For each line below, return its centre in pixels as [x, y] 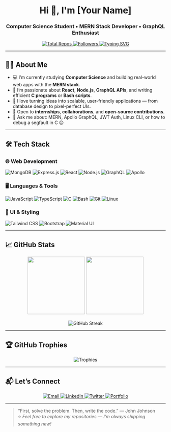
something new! [35, 424]
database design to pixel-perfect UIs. [52, 106]
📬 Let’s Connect [33, 381]
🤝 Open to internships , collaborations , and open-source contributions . [89, 112]
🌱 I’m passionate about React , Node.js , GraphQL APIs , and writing [82, 90]
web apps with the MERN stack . [46, 85]
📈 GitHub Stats [30, 245]
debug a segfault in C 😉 [38, 123]
